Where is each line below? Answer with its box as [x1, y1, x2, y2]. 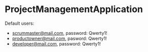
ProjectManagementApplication [5, 4, 143, 15]
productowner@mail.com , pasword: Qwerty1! [12, 35, 107, 41]
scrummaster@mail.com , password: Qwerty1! [12, 30, 108, 36]
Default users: [5, 20, 35, 26]
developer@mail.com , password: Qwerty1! [12, 40, 101, 46]
